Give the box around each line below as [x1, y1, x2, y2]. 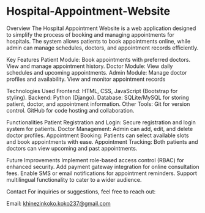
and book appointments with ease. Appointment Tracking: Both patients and [6, 138, 198, 145]
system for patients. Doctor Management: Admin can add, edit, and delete [6, 125, 193, 132]
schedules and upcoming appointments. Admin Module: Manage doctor [6, 69, 187, 76]
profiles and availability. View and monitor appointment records [6, 75, 166, 83]
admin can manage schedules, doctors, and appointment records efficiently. [6, 44, 199, 51]
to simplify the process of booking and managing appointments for [6, 31, 174, 38]
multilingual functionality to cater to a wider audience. [6, 176, 142, 183]
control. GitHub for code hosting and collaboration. [6, 106, 135, 114]
